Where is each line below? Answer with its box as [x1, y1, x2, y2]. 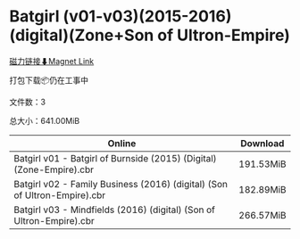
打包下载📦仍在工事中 [9, 74, 89, 86]
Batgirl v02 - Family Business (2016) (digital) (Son [13, 177, 228, 190]
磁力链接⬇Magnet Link [9, 55, 95, 66]
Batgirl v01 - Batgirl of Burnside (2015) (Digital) [13, 152, 217, 164]
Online [107, 136, 137, 149]
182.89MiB [238, 183, 287, 195]
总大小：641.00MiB [9, 115, 80, 126]
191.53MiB [238, 158, 287, 170]
